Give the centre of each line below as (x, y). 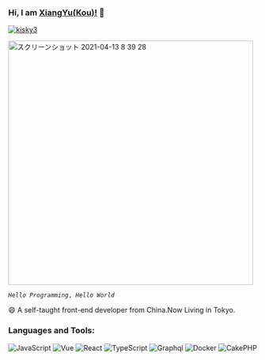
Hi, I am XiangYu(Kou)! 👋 (57, 13)
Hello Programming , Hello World (61, 295)
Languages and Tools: (51, 331)
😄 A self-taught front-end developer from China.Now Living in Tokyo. (122, 310)
